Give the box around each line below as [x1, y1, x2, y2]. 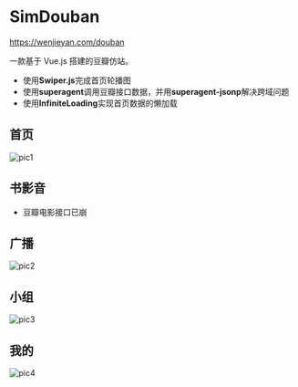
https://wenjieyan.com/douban [9, 37, 125, 47]
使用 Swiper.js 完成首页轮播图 [22, 75, 131, 86]
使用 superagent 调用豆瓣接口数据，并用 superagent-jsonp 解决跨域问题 [22, 86, 290, 97]
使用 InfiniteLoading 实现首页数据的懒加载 [22, 98, 178, 109]
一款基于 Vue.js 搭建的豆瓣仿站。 [9, 55, 134, 66]
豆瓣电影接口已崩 [22, 206, 87, 217]
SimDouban [9, 6, 100, 27]
